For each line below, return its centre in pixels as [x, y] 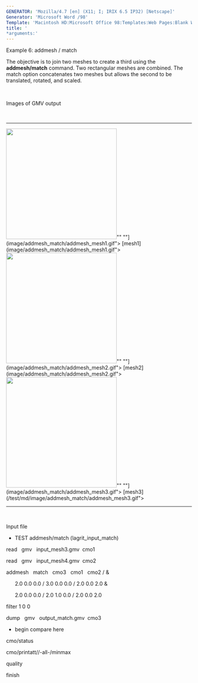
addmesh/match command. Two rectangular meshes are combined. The [95, 68]
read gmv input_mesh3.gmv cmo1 [51, 550]
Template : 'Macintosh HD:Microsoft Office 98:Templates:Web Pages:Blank [97, 22]
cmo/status [20, 641]
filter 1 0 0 [18, 607]
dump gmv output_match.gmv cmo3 [54, 618]
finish [13, 675]
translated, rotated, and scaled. [44, 81]
